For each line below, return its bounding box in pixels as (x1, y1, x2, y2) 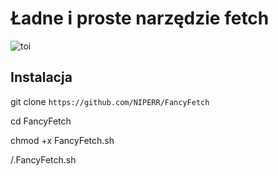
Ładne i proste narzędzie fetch (10, 7, 270, 30)
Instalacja (10, 69, 73, 86)
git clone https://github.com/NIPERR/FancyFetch (10, 95, 210, 107)
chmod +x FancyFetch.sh (10, 134, 115, 146)
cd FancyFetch (10, 115, 72, 127)
